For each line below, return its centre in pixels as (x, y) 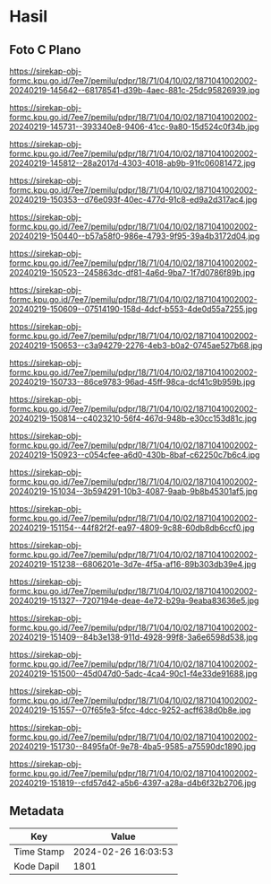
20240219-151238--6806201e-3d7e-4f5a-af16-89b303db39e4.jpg (133, 564)
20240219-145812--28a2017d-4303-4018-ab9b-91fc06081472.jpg (132, 163)
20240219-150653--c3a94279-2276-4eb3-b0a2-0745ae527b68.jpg (136, 346)
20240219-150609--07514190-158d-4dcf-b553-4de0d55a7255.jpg (133, 309)
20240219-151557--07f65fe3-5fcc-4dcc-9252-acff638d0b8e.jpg (130, 710)
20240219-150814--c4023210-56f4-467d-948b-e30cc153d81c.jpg (133, 418)
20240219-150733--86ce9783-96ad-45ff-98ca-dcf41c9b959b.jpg (132, 382)
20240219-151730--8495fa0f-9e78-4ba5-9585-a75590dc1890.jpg (133, 746)
